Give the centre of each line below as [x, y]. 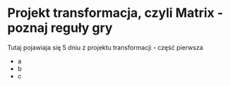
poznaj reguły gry [60, 28]
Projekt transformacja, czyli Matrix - [115, 13]
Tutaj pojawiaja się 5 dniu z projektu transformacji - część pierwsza [105, 47]
